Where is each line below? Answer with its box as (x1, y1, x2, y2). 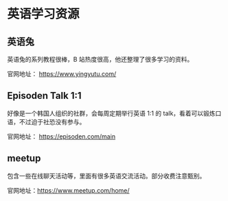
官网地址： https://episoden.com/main (7, 132, 115, 141)
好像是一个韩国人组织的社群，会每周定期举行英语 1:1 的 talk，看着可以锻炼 (7, 109, 216, 117)
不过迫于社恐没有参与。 (19, 117, 86, 126)
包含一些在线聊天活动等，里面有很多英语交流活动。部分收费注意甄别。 (7, 172, 206, 180)
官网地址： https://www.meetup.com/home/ (7, 186, 130, 194)
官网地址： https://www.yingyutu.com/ (7, 70, 117, 78)
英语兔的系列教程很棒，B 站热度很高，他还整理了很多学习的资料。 (7, 56, 194, 63)
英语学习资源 (7, 6, 80, 22)
